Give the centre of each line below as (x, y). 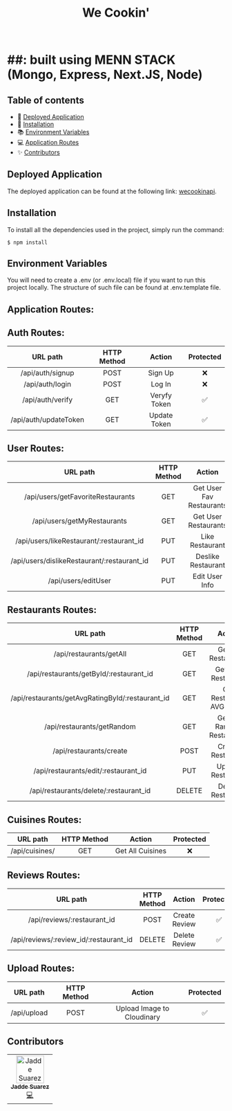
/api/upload (29, 1013)
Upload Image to (143, 1008)
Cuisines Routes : (45, 820)
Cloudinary (143, 1017)
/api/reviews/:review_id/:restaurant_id (72, 939)
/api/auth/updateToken (48, 419)
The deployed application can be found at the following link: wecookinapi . (112, 191)
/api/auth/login (47, 384)
